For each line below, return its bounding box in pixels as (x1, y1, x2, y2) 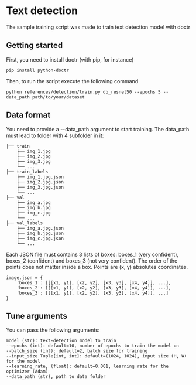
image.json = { (6, 274, 43, 281)
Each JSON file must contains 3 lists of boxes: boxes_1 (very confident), (6, 251, 179, 258)
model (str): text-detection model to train (6, 338, 116, 344)
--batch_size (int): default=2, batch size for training (6, 348, 148, 354)
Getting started (6, 40, 63, 50)
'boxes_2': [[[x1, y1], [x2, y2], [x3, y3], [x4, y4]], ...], (16, 285, 171, 291)
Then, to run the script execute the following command (6, 77, 139, 84)
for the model (6, 359, 41, 364)
